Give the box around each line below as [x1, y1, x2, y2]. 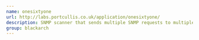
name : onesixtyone [6, 8, 52, 15]
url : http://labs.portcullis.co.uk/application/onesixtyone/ [6, 14, 161, 20]
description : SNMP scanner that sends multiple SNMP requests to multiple [6, 19, 195, 25]
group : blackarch [6, 25, 49, 31]
